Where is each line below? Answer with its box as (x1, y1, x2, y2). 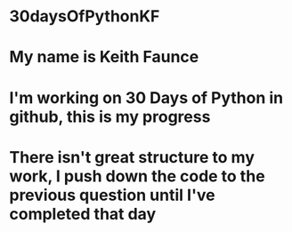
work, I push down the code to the (9, 166, 265, 186)
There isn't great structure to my (9, 147, 255, 167)
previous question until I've (9, 185, 215, 205)
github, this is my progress (9, 107, 211, 126)
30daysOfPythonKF (9, 6, 160, 27)
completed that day (9, 204, 157, 224)
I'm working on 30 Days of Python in (9, 87, 283, 108)
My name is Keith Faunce (9, 47, 199, 68)
